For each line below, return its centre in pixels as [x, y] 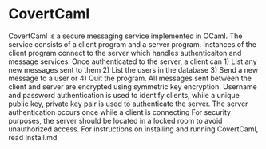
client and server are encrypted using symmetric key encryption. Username [133, 86]
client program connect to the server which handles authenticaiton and [125, 53]
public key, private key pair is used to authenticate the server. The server [128, 104]
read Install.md [33, 137]
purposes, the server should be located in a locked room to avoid [115, 120]
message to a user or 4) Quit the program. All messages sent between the [130, 78]
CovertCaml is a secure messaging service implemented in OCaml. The [125, 36]
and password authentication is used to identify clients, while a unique [124, 95]
